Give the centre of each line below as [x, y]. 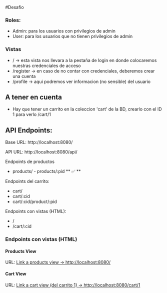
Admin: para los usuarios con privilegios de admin [64, 31]
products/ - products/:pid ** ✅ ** [46, 171]
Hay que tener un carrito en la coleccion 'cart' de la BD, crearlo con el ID [87, 109]
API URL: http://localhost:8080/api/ [41, 152]
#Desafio [14, 7]
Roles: [13, 20]
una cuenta [24, 76]
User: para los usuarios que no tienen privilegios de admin [72, 36]
